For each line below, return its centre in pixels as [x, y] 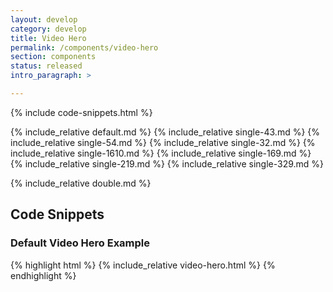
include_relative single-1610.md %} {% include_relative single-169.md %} [161, 153]
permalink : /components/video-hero [84, 47]
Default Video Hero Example [80, 243]
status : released [46, 66]
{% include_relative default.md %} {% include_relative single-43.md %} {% [165, 132]
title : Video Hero [48, 38]
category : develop [48, 29]
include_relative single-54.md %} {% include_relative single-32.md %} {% [163, 142]
